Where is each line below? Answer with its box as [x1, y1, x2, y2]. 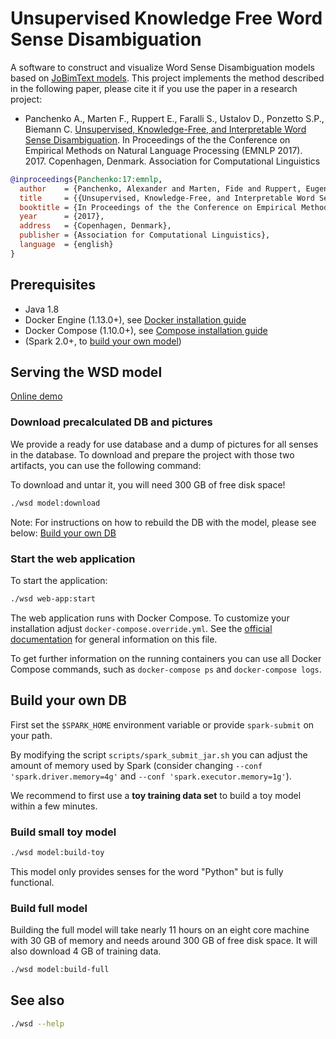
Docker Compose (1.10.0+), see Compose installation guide [24, 324, 268, 336]
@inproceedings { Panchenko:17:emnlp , [10, 174, 163, 184]
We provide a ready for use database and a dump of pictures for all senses [10, 438, 319, 450]
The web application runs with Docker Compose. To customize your [10, 612, 290, 624]
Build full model [10, 901, 88, 915]
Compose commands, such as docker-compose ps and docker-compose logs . [10, 663, 322, 675]
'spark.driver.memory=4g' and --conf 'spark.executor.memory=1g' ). [10, 770, 292, 782]
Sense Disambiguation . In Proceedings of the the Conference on [24, 133, 291, 146]
